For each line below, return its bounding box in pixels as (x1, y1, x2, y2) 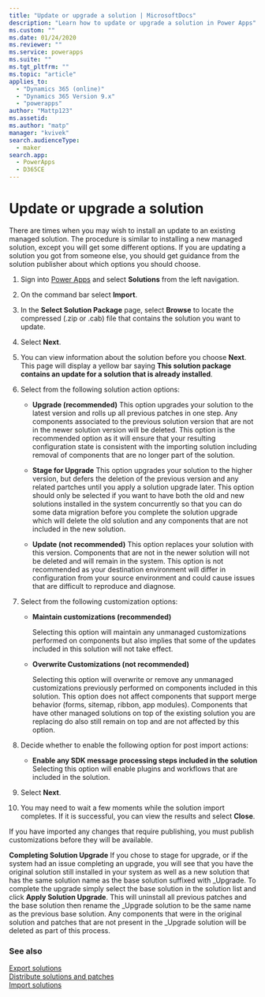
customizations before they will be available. (9, 834, 153, 845)
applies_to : (9, 77, 48, 85)
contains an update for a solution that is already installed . (20, 369, 213, 379)
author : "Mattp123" (9, 107, 73, 115)
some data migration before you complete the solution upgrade (32, 507, 238, 517)
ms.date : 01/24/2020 (9, 33, 77, 42)
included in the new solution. (32, 524, 126, 534)
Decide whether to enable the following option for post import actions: (20, 740, 249, 750)
